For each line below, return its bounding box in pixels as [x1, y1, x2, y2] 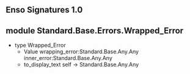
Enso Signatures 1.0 [5, 5, 83, 15]
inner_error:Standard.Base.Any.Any [23, 55, 112, 62]
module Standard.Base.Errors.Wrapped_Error [5, 25, 184, 36]
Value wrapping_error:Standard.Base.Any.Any [23, 48, 139, 55]
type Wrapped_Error [14, 42, 66, 49]
